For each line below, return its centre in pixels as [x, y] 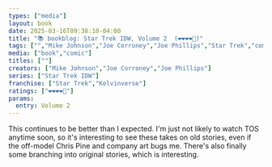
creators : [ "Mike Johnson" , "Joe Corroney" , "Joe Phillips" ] [110, 69]
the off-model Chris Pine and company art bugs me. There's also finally [127, 146]
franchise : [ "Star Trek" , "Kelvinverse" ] [78, 83]
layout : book [30, 23]
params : [21, 98]
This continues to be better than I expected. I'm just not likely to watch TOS [134, 129]
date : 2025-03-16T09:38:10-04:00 [65, 31]
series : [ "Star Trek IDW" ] [54, 76]
